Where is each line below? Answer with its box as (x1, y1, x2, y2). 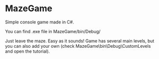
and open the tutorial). (5, 48, 50, 54)
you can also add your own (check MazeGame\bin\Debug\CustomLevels (5, 43, 151, 49)
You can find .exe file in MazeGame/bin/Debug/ (5, 28, 101, 34)
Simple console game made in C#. (5, 19, 74, 25)
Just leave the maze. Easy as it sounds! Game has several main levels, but (5, 38, 155, 44)
